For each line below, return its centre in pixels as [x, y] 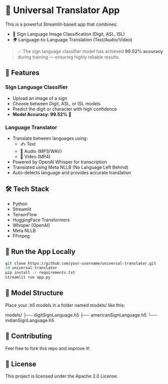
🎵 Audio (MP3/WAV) [41, 151]
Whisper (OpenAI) [31, 225]
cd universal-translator [31, 268]
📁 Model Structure [34, 293]
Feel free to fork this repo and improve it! [48, 348]
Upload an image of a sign [40, 98]
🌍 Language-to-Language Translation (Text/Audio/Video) [72, 39]
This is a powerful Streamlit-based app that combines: [61, 24]
